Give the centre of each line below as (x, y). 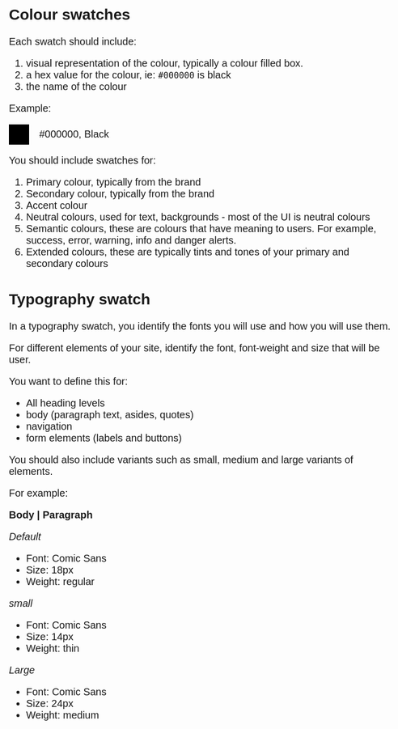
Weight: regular (61, 581)
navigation (49, 426)
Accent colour (57, 205)
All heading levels (66, 403)
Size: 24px (50, 703)
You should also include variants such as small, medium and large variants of (181, 459)
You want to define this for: (68, 381)
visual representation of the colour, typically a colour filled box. (165, 63)
